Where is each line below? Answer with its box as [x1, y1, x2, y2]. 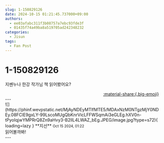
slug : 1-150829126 [5, 7, 42, 12]
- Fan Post [9, 43, 32, 48]
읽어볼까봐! [5, 129, 26, 135]
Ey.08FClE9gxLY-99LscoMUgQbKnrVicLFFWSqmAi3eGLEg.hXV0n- [5, 112, 142, 118]
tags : [5, 39, 16, 44]
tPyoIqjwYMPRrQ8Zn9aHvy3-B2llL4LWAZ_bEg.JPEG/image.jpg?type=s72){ [5, 117, 158, 123]
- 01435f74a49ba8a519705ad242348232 [9, 25, 84, 30]
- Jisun [9, 35, 25, 40]
